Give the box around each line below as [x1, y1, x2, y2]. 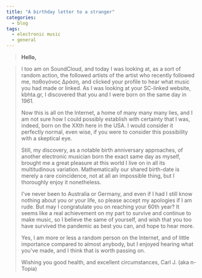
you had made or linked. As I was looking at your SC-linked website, [21, 85, 191, 91]
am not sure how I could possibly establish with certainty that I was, [21, 115, 191, 123]
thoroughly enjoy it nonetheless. [21, 179, 102, 186]
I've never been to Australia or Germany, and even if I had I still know [21, 190, 192, 197]
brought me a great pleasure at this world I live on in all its [21, 160, 165, 166]
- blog [11, 20, 28, 26]
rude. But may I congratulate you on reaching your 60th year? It [21, 203, 180, 210]
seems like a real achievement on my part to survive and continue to [21, 210, 192, 216]
